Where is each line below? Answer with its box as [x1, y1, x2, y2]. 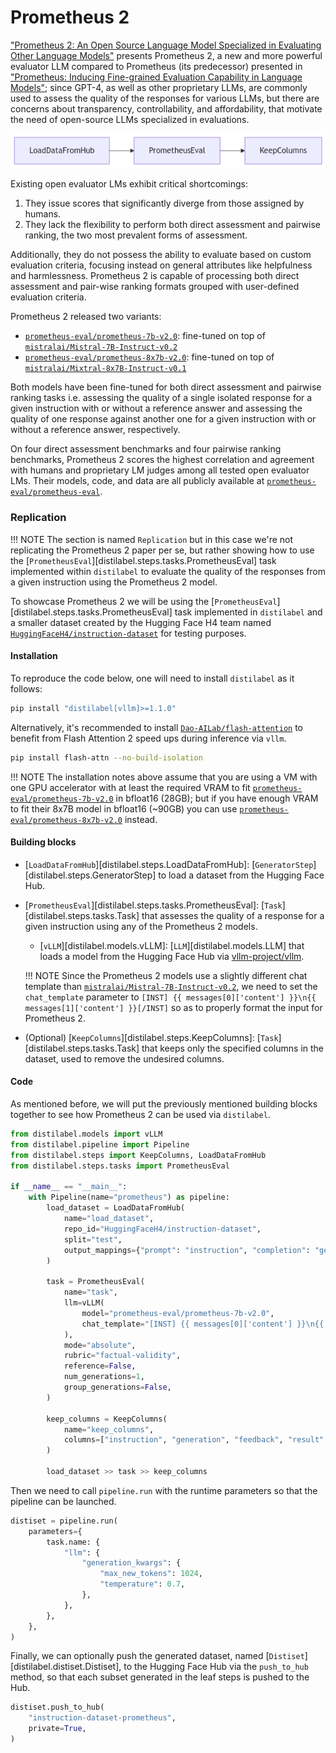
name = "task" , [63, 1287, 118, 1298]
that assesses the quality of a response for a [141, 909, 325, 921]
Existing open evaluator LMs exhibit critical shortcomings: [10, 178, 249, 190]
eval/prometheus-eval [10, 487, 101, 498]
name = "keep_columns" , [63, 1424, 155, 1435]
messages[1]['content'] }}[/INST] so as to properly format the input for [24, 1001, 323, 1013]
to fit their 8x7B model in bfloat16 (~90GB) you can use [10, 802, 238, 815]
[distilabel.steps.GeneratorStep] [24, 869, 157, 881]
